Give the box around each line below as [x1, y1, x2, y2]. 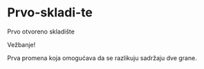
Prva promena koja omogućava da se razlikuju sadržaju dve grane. [7, 53, 197, 62]
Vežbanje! [7, 40, 36, 49]
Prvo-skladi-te [7, 5, 93, 20]
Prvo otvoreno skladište [7, 27, 75, 36]
